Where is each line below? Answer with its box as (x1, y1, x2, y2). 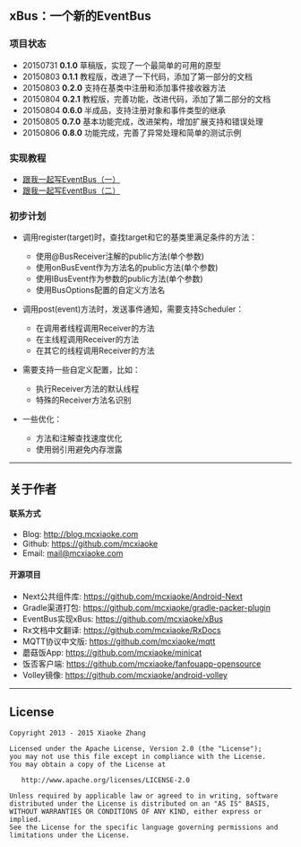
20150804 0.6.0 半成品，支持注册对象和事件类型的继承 (21, 104, 227, 115)
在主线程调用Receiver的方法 (35, 334, 140, 345)
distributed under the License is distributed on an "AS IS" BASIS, (9, 798, 271, 808)
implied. (9, 815, 42, 824)
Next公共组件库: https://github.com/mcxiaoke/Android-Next (21, 591, 244, 602)
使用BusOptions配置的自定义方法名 (35, 285, 166, 296)
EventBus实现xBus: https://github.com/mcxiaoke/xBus (21, 613, 224, 624)
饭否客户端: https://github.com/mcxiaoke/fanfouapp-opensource (21, 658, 262, 669)
